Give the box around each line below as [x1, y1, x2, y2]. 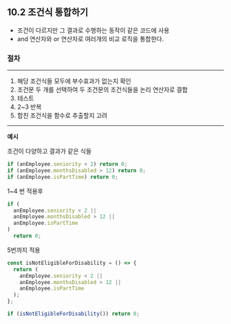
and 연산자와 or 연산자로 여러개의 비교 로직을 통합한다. [16, 34, 164, 43]
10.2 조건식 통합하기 [7, 6, 89, 19]
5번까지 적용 [7, 246, 41, 254]
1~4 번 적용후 [7, 186, 43, 195]
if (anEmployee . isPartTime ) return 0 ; [7, 173, 118, 180]
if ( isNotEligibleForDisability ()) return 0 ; [7, 310, 140, 318]
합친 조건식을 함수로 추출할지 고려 [16, 111, 108, 120]
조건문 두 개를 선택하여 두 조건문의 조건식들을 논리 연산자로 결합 [16, 85, 188, 94]
